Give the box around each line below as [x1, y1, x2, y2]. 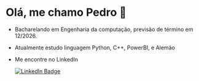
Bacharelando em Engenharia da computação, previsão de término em [14, 26, 193, 33]
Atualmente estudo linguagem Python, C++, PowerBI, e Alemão [14, 44, 176, 51]
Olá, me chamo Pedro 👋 [6, 5, 127, 19]
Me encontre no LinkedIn [14, 55, 78, 63]
